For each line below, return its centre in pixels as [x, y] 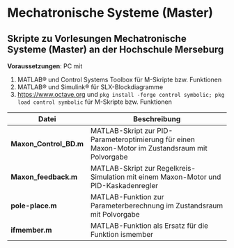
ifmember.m [31, 230]
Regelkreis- [176, 168]
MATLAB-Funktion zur [127, 197]
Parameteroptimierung [127, 139]
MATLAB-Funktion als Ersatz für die [149, 226]
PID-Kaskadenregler [124, 186]
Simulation [108, 177]
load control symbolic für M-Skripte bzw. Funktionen [95, 102]
